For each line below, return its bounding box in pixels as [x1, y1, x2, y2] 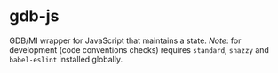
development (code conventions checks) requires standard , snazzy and [9, 44, 269, 55]
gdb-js [9, 6, 60, 26]
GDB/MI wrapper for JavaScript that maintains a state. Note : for [9, 35, 242, 46]
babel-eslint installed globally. [9, 54, 123, 64]
